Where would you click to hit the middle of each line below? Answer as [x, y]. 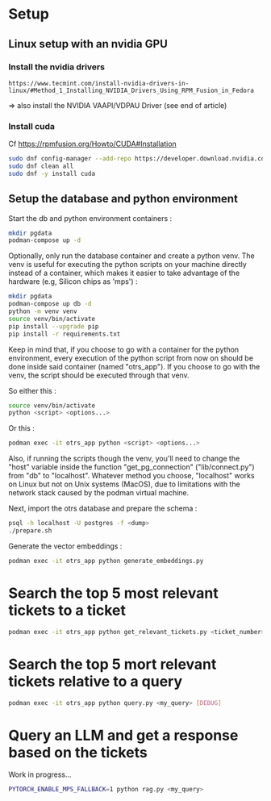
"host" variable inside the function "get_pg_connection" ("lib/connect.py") [132, 467]
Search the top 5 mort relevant [113, 664]
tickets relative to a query [96, 681]
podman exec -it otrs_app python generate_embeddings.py [106, 561]
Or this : [21, 428]
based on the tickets [78, 752]
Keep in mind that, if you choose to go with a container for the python [124, 349]
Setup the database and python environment [123, 199]
